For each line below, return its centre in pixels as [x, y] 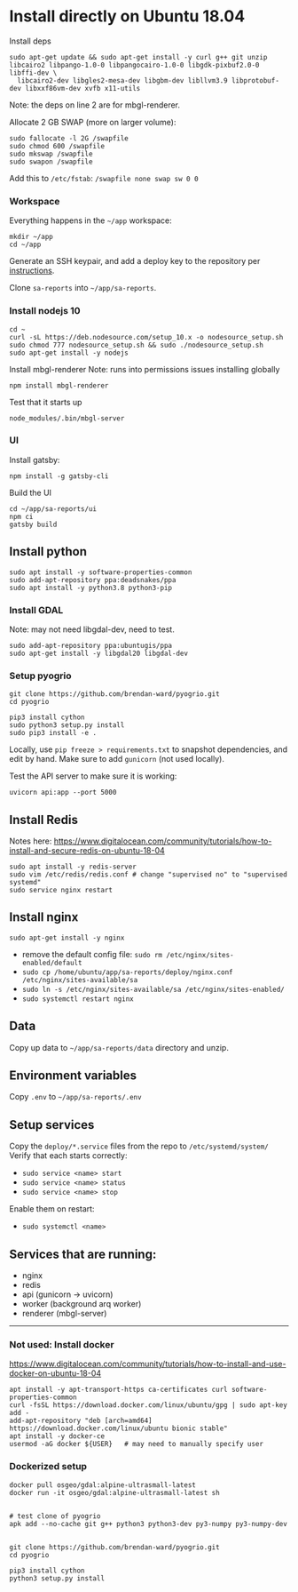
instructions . [32, 271]
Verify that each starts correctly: [68, 1156]
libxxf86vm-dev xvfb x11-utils [83, 88]
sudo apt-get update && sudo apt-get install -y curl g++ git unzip [138, 57]
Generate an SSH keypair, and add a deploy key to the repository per [135, 261]
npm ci [21, 516]
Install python [48, 552]
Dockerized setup [48, 1467]
